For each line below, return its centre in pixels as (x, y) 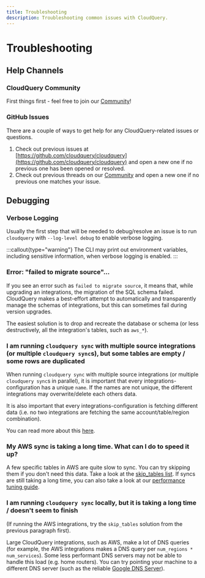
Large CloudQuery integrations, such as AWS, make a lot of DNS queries (98, 542)
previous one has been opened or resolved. (70, 168)
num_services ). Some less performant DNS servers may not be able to (94, 555)
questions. (20, 137)
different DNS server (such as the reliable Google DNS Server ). (86, 568)
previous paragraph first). (39, 530)
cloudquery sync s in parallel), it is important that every (74, 381)
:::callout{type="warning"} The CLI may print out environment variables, (97, 250)
